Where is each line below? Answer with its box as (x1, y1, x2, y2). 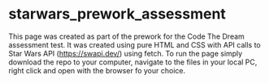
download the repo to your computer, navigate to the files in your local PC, (8, 57, 258, 67)
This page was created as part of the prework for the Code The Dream (8, 31, 245, 41)
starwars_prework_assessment (8, 5, 226, 23)
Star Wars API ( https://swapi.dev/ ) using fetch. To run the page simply (8, 48, 243, 58)
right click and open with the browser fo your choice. (8, 65, 185, 75)
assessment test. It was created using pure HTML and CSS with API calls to (8, 39, 262, 49)
